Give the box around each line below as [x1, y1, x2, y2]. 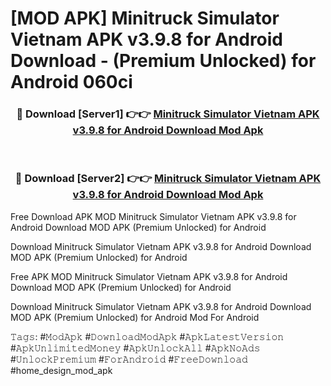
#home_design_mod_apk [10, 364, 113, 376]
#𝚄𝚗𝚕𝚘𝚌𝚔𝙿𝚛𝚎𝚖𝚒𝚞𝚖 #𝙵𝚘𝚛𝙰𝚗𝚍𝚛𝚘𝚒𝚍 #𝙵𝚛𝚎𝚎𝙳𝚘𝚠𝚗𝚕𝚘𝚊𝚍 [10, 353, 248, 365]
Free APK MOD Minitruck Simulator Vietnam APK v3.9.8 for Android [10, 270, 288, 282]
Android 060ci [10, 71, 133, 94]
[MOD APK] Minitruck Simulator [10, 7, 280, 30]
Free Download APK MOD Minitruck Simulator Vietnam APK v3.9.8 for [10, 210, 297, 222]
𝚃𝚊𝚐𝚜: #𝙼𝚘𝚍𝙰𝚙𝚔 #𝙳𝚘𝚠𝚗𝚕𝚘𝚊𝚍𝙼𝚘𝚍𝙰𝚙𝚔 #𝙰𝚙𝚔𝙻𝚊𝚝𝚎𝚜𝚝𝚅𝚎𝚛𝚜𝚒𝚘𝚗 [10, 330, 285, 342]
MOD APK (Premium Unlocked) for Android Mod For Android [10, 311, 260, 323]
